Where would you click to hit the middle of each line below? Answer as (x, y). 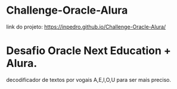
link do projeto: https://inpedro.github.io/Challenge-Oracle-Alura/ (86, 27)
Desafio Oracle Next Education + (88, 51)
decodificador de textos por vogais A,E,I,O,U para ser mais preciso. (89, 80)
